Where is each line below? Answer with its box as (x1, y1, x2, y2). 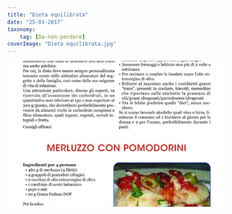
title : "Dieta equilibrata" (7, 11, 89, 18)
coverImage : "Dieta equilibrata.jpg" (7, 40, 117, 48)
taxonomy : (7, 26, 36, 33)
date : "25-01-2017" (7, 18, 64, 26)
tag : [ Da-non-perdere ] (19, 33, 85, 40)
